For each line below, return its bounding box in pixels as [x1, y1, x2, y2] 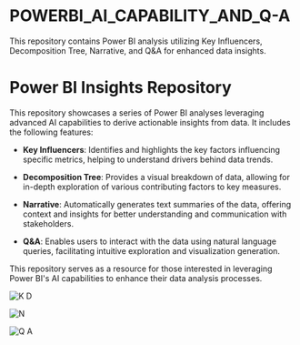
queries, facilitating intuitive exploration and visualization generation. [22, 245, 280, 256]
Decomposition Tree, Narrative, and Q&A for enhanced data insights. [9, 45, 266, 56]
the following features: [9, 127, 94, 137]
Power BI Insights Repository [9, 77, 232, 98]
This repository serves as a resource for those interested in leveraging [9, 263, 273, 274]
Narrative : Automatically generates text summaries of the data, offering [22, 198, 292, 209]
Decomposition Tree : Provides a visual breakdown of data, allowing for [22, 171, 291, 182]
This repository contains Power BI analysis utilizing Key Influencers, [9, 36, 263, 46]
